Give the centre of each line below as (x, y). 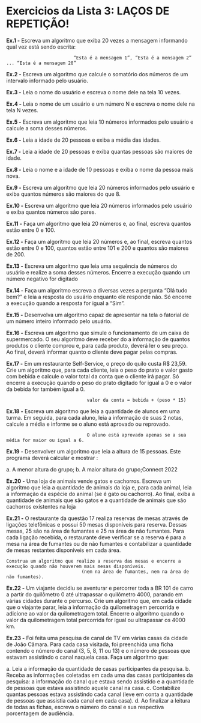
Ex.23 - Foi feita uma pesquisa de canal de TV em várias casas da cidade (97, 638)
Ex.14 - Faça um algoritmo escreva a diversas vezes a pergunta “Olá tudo (97, 290)
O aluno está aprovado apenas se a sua (136, 435)
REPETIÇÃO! (38, 24)
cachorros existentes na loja (41, 506)
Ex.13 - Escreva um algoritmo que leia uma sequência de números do (92, 266)
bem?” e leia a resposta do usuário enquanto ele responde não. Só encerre (99, 297)
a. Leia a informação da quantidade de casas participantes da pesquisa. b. (98, 668)
